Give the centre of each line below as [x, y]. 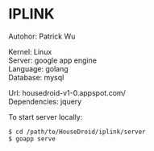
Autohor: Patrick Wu [42, 36]
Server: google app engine [52, 60]
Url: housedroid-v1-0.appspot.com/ [67, 92]
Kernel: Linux [30, 51]
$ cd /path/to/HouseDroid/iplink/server [77, 132]
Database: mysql [36, 77]
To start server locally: [46, 116]
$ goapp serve [32, 139]
